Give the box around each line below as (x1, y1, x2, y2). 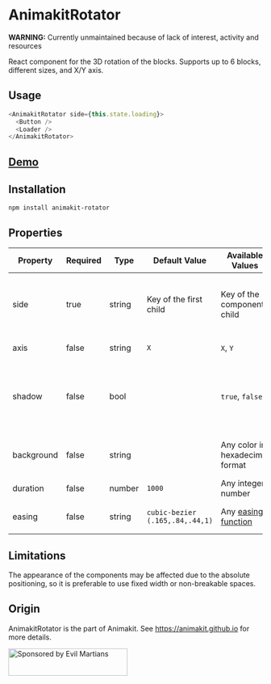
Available (227, 250, 264, 261)
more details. (8, 632, 52, 642)
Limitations (8, 548, 66, 563)
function (220, 516, 252, 527)
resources (8, 40, 42, 50)
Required (65, 255, 102, 266)
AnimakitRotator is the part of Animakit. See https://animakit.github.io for (8, 623, 250, 633)
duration (12, 483, 44, 494)
